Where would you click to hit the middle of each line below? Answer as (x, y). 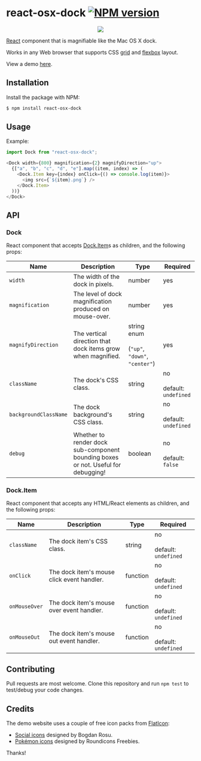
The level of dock (98, 294)
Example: (18, 142)
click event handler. (76, 580)
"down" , (138, 356)
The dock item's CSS (78, 542)
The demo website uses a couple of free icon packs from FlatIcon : (88, 723)
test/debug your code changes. (45, 690)
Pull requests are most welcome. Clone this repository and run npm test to (98, 684)
